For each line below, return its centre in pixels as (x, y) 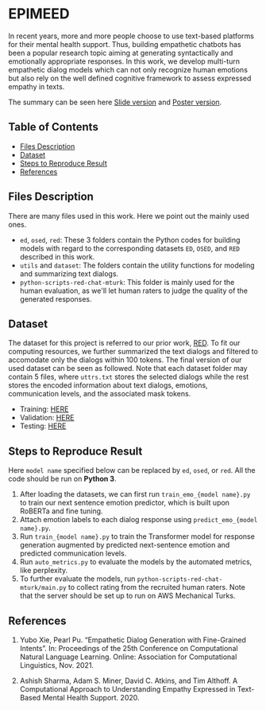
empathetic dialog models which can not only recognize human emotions (128, 69)
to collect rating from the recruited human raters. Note (157, 587)
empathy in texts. (37, 86)
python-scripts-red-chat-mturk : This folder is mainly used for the (127, 282)
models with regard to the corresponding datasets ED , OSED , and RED (130, 248)
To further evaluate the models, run (77, 579)
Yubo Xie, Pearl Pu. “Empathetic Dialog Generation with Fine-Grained (133, 640)
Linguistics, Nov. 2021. (56, 665)
